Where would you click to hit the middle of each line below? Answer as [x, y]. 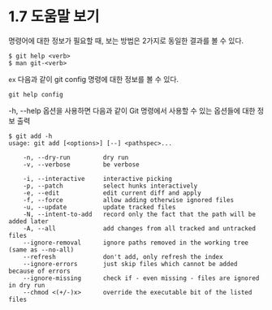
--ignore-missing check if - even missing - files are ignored [141, 278]
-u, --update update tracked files [99, 207]
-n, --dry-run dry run [76, 157]
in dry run [27, 285]
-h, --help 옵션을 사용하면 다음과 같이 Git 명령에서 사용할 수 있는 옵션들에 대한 [132, 110]
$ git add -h [30, 136]
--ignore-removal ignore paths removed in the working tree [136, 243]
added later [28, 221]
